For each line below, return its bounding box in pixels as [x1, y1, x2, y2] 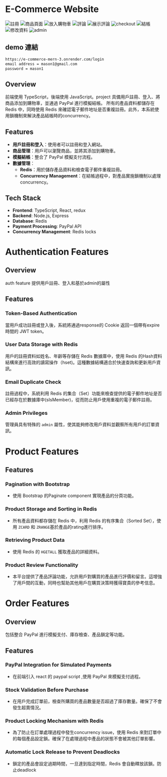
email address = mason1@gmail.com [5, 61, 78, 66]
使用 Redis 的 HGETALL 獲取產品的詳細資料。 [12, 548, 102, 555]
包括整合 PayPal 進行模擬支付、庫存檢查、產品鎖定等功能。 [5, 632, 127, 638]
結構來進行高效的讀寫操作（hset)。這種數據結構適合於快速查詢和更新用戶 [5, 359, 156, 365]
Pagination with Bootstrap [5, 481, 70, 488]
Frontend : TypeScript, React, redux [12, 207, 86, 213]
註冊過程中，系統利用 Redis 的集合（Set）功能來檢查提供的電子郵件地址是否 [5, 390, 162, 397]
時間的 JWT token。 [5, 328, 47, 334]
